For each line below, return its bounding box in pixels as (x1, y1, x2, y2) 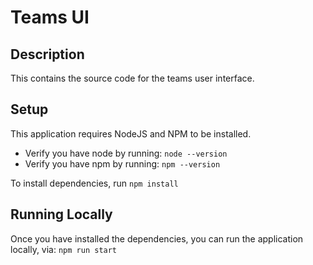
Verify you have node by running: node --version (24, 147, 228, 159)
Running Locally (10, 206, 113, 223)
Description (10, 46, 85, 63)
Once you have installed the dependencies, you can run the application (10, 232, 304, 245)
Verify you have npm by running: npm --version (24, 157, 221, 170)
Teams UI (10, 6, 90, 29)
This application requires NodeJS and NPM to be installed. (10, 127, 252, 140)
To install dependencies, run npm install (10, 177, 179, 189)
